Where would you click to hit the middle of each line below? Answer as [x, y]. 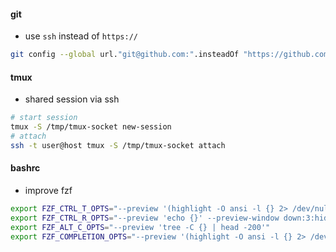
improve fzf [48, 190]
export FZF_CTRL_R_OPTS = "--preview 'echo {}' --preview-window [145, 218]
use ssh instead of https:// [81, 36]
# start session [44, 118]
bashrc [25, 168]
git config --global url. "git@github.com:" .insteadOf [125, 55]
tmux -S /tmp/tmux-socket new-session [91, 127]
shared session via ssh [72, 99]
